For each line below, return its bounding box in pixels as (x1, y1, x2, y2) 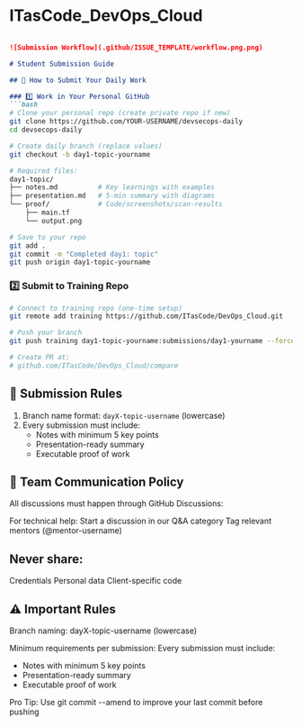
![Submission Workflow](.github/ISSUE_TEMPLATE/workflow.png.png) (9, 42, 263, 52)
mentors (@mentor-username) (9, 525, 123, 536)
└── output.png (25, 216, 83, 225)
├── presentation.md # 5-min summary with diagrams (9, 191, 216, 201)
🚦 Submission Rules (9, 386, 123, 402)
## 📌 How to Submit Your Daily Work (9, 76, 147, 85)
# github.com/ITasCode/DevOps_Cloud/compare (9, 361, 179, 370)
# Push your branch (9, 328, 83, 338)
